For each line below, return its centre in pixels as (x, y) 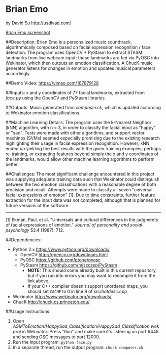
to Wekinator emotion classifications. (43, 113)
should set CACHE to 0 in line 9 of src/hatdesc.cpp (77, 291)
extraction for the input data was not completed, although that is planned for (83, 200)
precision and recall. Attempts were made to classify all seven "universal (79, 189)
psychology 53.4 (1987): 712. (35, 230)
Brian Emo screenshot (28, 32)
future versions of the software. (38, 205)
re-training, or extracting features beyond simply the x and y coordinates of (82, 154)
